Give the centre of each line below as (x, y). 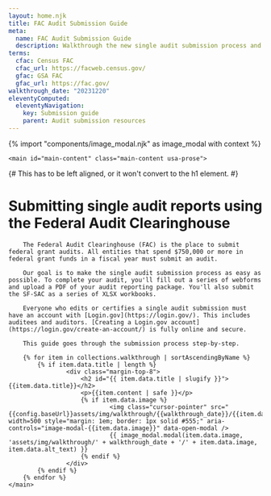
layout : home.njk (38, 16)
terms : (19, 53)
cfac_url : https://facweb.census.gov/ (81, 69)
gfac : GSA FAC (39, 76)
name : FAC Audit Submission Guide (73, 38)
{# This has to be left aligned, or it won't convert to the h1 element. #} (123, 173)
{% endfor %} (45, 477)
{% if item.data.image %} (124, 400)
